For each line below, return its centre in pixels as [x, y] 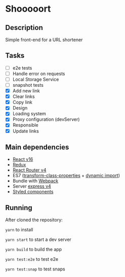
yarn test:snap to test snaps [35, 269]
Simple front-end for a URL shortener [44, 40]
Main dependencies [37, 147]
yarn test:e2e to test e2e [32, 259]
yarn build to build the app [34, 250]
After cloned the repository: [34, 220]
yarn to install [19, 230]
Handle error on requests [39, 74]
